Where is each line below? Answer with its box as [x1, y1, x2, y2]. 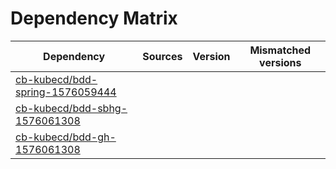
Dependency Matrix [10, 7, 178, 30]
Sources [142, 49, 183, 63]
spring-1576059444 [15, 85, 117, 99]
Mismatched [249, 43, 312, 57]
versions [259, 55, 302, 69]
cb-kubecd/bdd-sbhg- [15, 101, 128, 115]
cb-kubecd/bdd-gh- [15, 130, 117, 144]
